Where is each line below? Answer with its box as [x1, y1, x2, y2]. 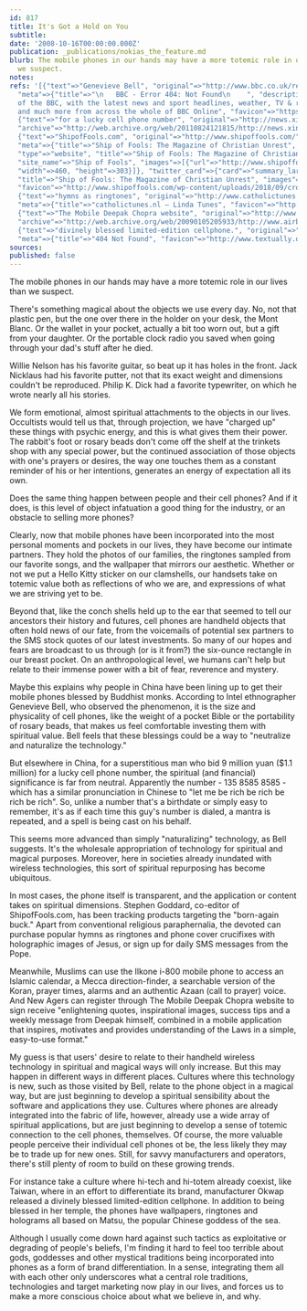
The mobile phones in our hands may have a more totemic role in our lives [9, 276, 288, 288]
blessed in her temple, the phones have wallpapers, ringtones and [9, 1205, 259, 1216]
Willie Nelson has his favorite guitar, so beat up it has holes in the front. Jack [9, 360, 298, 371]
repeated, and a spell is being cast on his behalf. [9, 816, 192, 827]
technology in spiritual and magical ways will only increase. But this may [9, 1062, 281, 1073]
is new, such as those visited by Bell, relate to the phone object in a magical [9, 1081, 294, 1092]
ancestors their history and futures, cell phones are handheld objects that [9, 616, 286, 627]
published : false [9, 251, 76, 260]
